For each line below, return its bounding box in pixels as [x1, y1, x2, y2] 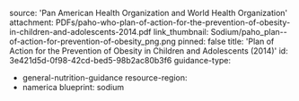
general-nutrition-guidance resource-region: [22, 72, 188, 83]
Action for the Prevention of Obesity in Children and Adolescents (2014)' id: [9, 46, 289, 56]
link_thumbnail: [153, 27, 209, 37]
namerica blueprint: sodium [22, 82, 124, 92]
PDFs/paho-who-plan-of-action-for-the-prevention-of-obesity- [55, 17, 291, 28]
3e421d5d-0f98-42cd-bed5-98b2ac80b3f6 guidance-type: [9, 55, 232, 65]
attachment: [9, 17, 54, 28]
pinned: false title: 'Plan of [178, 36, 275, 46]
